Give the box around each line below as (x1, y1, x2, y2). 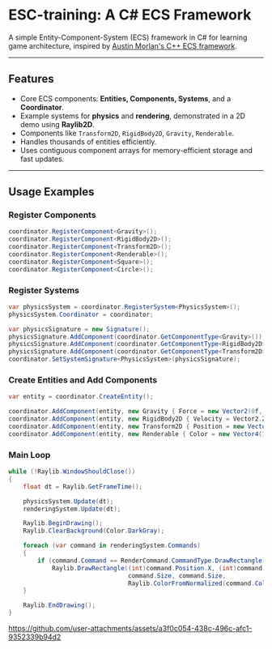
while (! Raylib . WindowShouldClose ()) (8, 468, 136, 476)
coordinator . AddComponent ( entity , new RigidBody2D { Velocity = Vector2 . (8, 415, 263, 423)
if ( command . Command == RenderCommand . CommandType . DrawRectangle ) (37, 557, 266, 565)
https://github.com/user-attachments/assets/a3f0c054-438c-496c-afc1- (8, 624, 253, 634)
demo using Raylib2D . (19, 119, 95, 129)
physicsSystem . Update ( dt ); (23, 497, 114, 506)
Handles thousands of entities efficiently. (19, 136, 157, 147)
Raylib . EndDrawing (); (23, 601, 96, 609)
